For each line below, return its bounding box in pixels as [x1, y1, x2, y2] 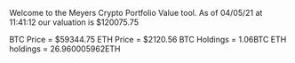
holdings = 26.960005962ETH [9, 43, 122, 54]
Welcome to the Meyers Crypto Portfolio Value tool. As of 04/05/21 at [9, 8, 263, 18]
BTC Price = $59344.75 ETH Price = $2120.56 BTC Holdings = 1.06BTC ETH [9, 35, 287, 44]
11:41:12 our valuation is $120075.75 [9, 17, 140, 28]
